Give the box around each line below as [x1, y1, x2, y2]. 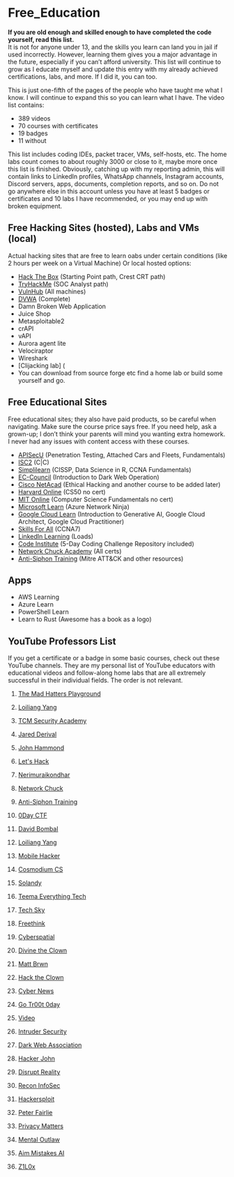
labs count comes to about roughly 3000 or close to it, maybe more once [8, 157, 218, 165]
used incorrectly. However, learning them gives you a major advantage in [8, 50, 218, 59]
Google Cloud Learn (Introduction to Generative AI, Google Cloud [17, 510, 205, 518]
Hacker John [17, 1054, 55, 1063]
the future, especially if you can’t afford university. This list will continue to [8, 57, 221, 66]
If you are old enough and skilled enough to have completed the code [8, 28, 212, 36]
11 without [17, 136, 47, 144]
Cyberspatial [17, 933, 55, 941]
